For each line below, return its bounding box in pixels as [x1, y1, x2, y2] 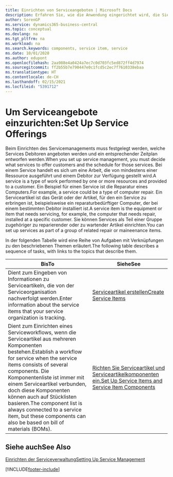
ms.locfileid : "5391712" [5, 84, 59, 89]
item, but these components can [8, 412, 86, 419]
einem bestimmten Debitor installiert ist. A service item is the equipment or [5, 205, 162, 211]
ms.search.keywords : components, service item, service [5, 46, 128, 51]
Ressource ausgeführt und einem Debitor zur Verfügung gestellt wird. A [5, 172, 157, 179]
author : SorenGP [5, 17, 40, 22]
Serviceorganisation [8, 288, 57, 295]
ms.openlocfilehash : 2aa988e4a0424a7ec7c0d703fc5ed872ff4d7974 [5, 60, 144, 65]
